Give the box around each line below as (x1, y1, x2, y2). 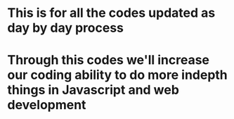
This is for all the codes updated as (7, 5, 216, 21)
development (7, 97, 86, 113)
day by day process (7, 20, 124, 36)
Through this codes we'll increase (7, 52, 209, 68)
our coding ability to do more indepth (7, 67, 228, 83)
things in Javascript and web (7, 82, 179, 98)
